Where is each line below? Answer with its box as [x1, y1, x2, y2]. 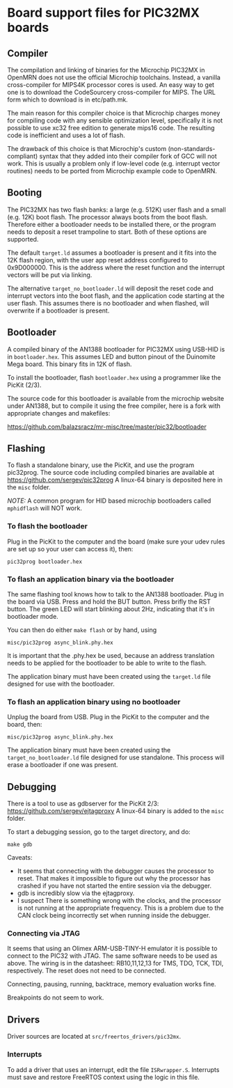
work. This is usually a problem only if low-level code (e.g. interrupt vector [7, 159, 220, 168]
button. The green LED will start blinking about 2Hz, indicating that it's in [7, 605, 215, 613]
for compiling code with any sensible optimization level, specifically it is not [7, 116, 223, 125]
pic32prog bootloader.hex [7, 558, 82, 565]
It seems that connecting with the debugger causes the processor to [17, 867, 214, 875]
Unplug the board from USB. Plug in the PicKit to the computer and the [7, 713, 210, 721]
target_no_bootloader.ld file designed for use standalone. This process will [7, 753, 225, 762]
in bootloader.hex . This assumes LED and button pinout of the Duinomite [7, 352, 216, 361]
